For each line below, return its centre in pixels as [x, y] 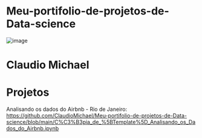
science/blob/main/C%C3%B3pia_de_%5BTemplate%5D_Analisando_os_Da [101, 122]
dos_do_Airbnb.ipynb [33, 128]
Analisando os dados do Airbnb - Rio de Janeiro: [67, 109]
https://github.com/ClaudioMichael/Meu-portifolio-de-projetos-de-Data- [97, 116]
